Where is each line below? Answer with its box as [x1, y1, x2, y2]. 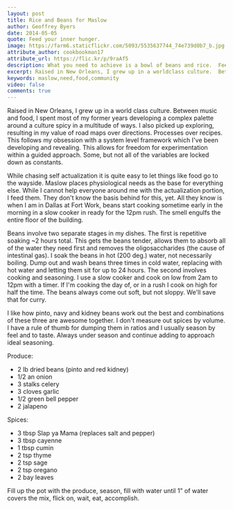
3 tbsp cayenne [17, 436, 62, 445]
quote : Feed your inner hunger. [7, 36, 101, 43]
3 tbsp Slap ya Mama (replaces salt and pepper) [17, 429, 155, 438]
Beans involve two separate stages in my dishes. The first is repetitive [7, 230, 207, 238]
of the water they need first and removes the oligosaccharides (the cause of [7, 244, 225, 252]
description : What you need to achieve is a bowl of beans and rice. [7, 62, 213, 69]
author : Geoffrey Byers [7, 23, 76, 30]
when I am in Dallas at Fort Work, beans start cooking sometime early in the [7, 201, 223, 209]
